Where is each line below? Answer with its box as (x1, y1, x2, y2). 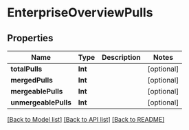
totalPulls (10, 64, 43, 74)
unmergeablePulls (10, 98, 72, 107)
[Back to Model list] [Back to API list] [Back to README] (7, 116, 165, 123)
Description (102, 53, 141, 62)
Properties (7, 32, 54, 44)
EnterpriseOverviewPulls (7, 5, 153, 21)
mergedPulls (10, 76, 53, 85)
